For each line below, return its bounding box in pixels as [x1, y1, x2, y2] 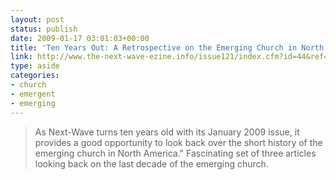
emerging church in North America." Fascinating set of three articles [34, 147, 317, 159]
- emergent [10, 89, 56, 99]
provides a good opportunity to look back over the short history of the [34, 136, 323, 148]
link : [10, 52, 33, 62]
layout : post [10, 14, 65, 25]
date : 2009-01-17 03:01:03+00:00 [10, 33, 150, 43]
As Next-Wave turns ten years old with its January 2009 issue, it [34, 126, 300, 138]
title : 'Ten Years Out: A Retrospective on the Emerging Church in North [10, 42, 325, 53]
